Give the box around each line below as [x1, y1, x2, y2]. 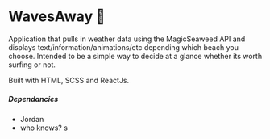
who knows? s [19, 123, 69, 133]
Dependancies [8, 94, 59, 103]
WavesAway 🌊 [8, 7, 106, 26]
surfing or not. [8, 60, 56, 69]
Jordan [19, 114, 44, 124]
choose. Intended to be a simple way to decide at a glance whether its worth [8, 51, 263, 61]
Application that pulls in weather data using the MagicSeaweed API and [8, 34, 246, 44]
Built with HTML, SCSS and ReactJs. [8, 75, 130, 85]
